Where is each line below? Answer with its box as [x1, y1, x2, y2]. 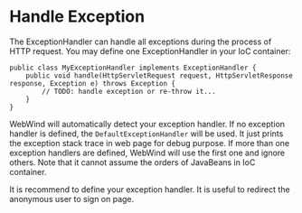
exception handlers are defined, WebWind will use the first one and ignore [9, 147, 286, 158]
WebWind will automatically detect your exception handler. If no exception [9, 118, 286, 129]
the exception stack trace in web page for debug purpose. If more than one [9, 137, 290, 148]
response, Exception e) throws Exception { [9, 79, 176, 88]
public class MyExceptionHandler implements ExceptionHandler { [9, 63, 257, 72]
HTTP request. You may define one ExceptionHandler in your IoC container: [9, 45, 291, 56]
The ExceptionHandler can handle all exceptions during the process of [9, 36, 272, 47]
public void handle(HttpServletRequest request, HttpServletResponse [25, 70, 294, 80]
